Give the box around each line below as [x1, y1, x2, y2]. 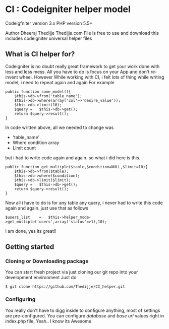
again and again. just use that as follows [5, 205, 89, 211]
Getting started [5, 243, 54, 251]
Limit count [12, 145, 36, 151]
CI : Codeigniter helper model [5, 4, 131, 15]
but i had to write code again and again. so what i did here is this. [5, 155, 141, 161]
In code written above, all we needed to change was [5, 124, 114, 130]
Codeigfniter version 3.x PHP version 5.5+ [5, 20, 93, 26]
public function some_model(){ [5, 89, 71, 94]
